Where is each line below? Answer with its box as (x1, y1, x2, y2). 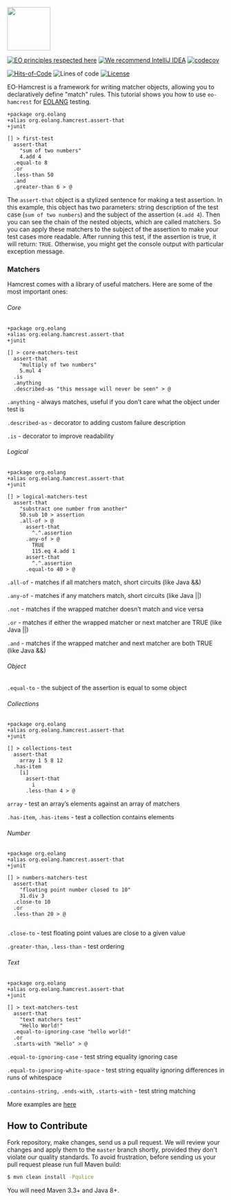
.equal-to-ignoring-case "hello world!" (13, 1028, 131, 1035)
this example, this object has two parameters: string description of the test (7, 203, 219, 211)
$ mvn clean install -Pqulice (7, 1174, 94, 1181)
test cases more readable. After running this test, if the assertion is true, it (7, 233, 217, 241)
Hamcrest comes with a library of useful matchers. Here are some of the (7, 280, 213, 289)
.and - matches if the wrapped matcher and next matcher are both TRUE (7, 639, 213, 647)
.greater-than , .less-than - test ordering (7, 943, 125, 951)
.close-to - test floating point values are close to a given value (7, 929, 186, 937)
